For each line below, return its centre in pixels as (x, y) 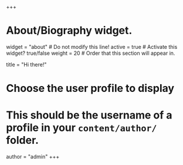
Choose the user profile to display (90, 88)
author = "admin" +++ (33, 157)
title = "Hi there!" (26, 64)
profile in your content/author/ (82, 128)
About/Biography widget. (69, 31)
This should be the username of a (89, 115)
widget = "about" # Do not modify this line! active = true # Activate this (92, 47)
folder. (23, 141)
